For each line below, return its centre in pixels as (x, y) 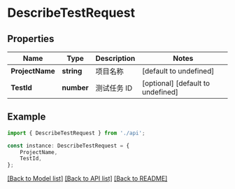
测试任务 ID (114, 88)
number (75, 87)
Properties (31, 39)
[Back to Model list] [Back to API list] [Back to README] (87, 178)
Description (115, 58)
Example (27, 117)
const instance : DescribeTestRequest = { (69, 146)
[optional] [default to (176, 83)
